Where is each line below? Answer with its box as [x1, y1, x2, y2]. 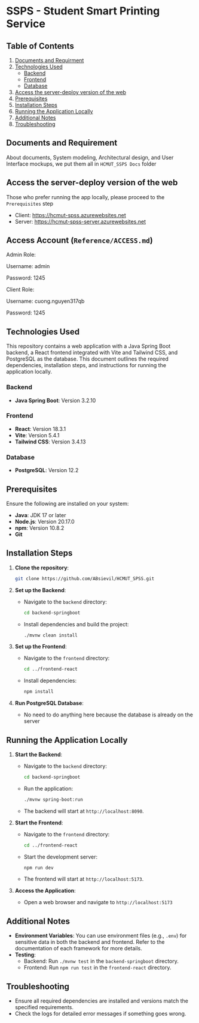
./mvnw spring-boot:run [23, 796, 84, 802]
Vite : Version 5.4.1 [14, 431, 60, 439]
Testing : [14, 951, 36, 958]
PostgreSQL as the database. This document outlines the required [6, 355, 169, 362]
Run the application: [23, 785, 74, 792]
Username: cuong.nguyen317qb [6, 298, 85, 305]
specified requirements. [14, 1004, 74, 1011]
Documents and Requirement [6, 138, 118, 148]
